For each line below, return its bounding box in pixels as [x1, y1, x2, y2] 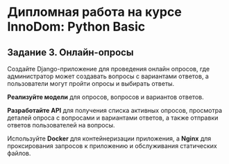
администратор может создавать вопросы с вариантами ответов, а [7, 72, 210, 80]
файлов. [7, 149, 31, 157]
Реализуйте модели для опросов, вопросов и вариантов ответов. [7, 93, 204, 101]
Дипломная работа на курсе [7, 4, 182, 20]
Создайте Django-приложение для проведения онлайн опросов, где [7, 65, 210, 73]
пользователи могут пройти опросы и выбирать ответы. [7, 80, 175, 87]
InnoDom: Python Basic [7, 19, 146, 35]
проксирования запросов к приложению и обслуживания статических [7, 142, 217, 149]
